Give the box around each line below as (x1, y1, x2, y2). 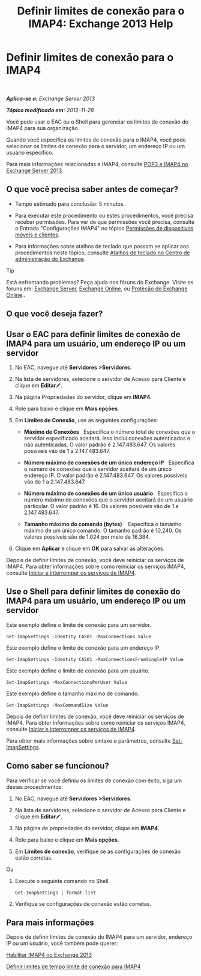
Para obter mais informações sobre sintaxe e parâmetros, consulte (6, 737, 171, 744)
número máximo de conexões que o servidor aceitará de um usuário (23, 496, 193, 503)
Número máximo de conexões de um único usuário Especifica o (23, 489, 188, 497)
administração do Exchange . (14, 255, 86, 262)
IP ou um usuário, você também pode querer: (6, 940, 118, 947)
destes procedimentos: (6, 783, 64, 790)
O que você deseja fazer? (6, 309, 103, 319)
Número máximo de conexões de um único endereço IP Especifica (23, 459, 194, 466)
